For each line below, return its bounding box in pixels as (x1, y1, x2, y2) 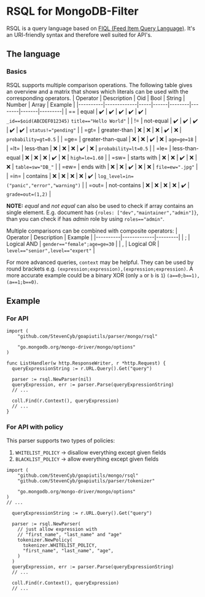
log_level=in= (98, 173, 134, 179)
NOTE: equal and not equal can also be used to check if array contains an (6, 202, 193, 209)
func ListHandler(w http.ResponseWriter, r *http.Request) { (6, 360, 166, 366)
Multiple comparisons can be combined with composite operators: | (6, 227, 178, 234)
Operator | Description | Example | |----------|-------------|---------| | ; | (6, 233, 190, 241)
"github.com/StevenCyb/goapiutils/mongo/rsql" (17, 472, 139, 479)
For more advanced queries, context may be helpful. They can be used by (6, 258, 194, 266)
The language (6, 49, 60, 60)
